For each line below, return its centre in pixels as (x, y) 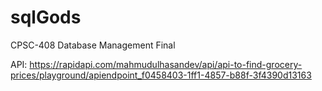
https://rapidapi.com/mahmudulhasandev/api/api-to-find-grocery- (166, 64)
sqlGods (46, 17)
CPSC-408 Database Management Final (93, 45)
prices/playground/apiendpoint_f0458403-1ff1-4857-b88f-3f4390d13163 (161, 75)
